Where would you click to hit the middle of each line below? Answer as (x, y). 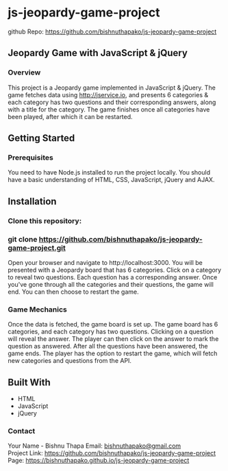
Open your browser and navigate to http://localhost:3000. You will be (105, 262)
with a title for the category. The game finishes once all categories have (109, 109)
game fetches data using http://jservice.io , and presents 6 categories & (108, 94)
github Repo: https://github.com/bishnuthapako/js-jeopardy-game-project (112, 31)
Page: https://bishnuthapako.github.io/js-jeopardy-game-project (99, 461)
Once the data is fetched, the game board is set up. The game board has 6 (113, 324)
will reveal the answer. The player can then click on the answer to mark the (113, 339)
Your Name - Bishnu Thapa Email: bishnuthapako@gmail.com (94, 446)
